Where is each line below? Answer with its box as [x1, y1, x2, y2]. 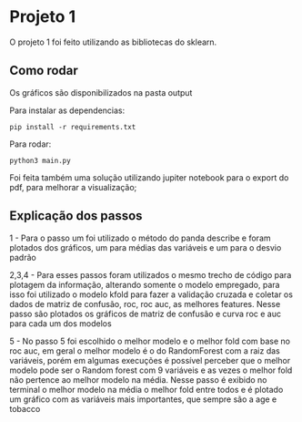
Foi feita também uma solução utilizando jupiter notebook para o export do [9, 171, 289, 183]
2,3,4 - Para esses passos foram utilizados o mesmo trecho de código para [9, 269, 292, 280]
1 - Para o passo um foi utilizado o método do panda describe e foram [9, 232, 271, 243]
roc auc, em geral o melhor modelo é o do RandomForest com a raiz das [9, 345, 280, 356]
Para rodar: [9, 139, 52, 149]
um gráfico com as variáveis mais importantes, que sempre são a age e [9, 394, 277, 405]
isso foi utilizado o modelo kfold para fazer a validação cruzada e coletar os [9, 289, 294, 300]
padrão [9, 252, 36, 262]
